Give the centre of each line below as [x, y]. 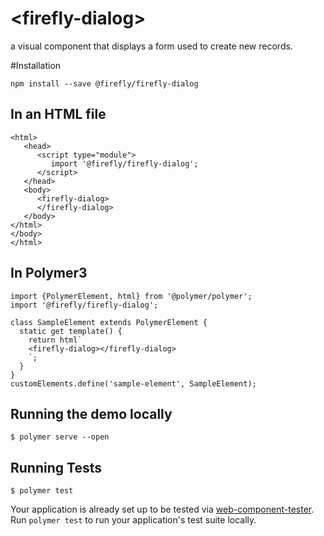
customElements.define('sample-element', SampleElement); [133, 383]
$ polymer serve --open [60, 437]
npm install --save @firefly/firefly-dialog [104, 83]
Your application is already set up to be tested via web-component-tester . [162, 509]
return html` [55, 340]
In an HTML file [58, 114]
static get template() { [71, 331]
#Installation [36, 65]
